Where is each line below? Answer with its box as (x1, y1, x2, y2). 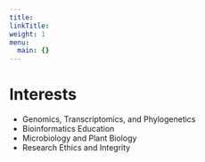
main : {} (17, 46, 50, 55)
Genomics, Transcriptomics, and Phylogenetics (21, 114, 196, 125)
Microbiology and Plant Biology (21, 133, 137, 143)
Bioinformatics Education (21, 124, 115, 134)
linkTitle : (9, 21, 50, 30)
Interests (9, 85, 78, 105)
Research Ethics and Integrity (21, 142, 131, 153)
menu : (9, 37, 29, 47)
